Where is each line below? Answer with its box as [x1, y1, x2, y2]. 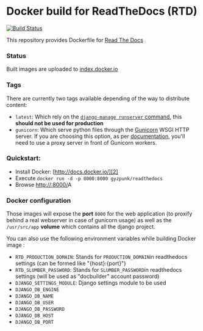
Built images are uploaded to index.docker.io [6, 65, 118, 73]
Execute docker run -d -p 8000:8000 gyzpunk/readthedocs [15, 174, 163, 181]
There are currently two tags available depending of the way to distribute [6, 95, 190, 102]
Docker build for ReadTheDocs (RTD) [6, 4, 198, 18]
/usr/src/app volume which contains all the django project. [6, 223, 155, 230]
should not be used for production [15, 119, 104, 126]
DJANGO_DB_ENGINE [15, 287, 60, 293]
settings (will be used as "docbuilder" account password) [15, 273, 160, 280]
